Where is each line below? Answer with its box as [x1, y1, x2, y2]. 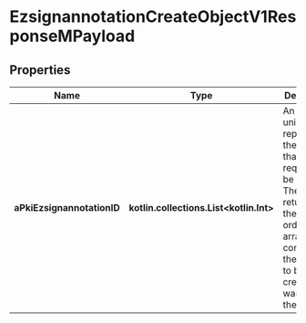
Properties [9, 62, 71, 78]
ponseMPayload [9, 26, 136, 47]
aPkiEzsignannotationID [14, 202, 120, 214]
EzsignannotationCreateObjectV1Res [9, 6, 297, 27]
